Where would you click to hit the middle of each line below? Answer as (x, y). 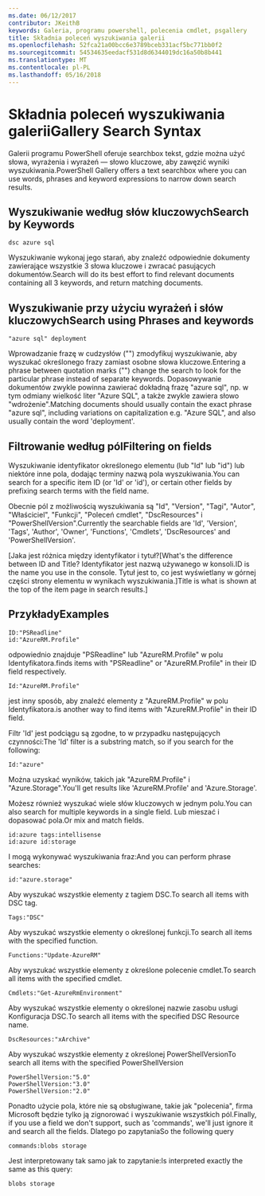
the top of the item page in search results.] (78, 589)
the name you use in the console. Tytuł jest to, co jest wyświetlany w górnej (132, 573)
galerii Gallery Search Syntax (105, 131)
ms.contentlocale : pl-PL (49, 68)
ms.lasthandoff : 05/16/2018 (55, 75)
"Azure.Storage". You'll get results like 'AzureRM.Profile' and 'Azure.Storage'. (132, 788)
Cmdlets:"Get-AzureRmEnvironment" (66, 993)
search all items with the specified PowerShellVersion (96, 1062)
